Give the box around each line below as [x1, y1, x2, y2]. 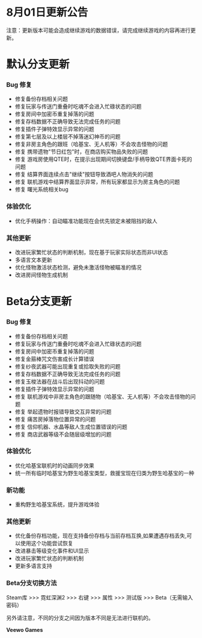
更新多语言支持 [14, 562, 52, 570]
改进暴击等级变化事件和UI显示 [14, 547, 89, 555]
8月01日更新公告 [6, 5, 88, 19]
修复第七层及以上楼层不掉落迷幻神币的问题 [14, 133, 121, 141]
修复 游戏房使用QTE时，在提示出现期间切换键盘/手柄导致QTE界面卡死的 [14, 156, 192, 163]
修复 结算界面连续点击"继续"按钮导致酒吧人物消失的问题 [14, 171, 153, 178]
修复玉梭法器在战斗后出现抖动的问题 [14, 377, 105, 385]
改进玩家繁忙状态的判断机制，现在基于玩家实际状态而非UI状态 [14, 248, 168, 256]
